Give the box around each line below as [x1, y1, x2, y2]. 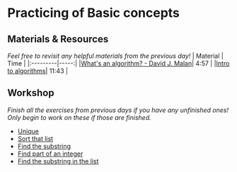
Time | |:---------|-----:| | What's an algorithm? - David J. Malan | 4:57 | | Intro [7, 59, 230, 68]
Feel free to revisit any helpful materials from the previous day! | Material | [7, 51, 224, 60]
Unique [17, 127, 39, 135]
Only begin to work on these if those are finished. [7, 113, 152, 121]
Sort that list [17, 134, 54, 142]
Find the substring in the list [17, 156, 99, 165]
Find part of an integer [17, 149, 83, 158]
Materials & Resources [7, 33, 109, 45]
